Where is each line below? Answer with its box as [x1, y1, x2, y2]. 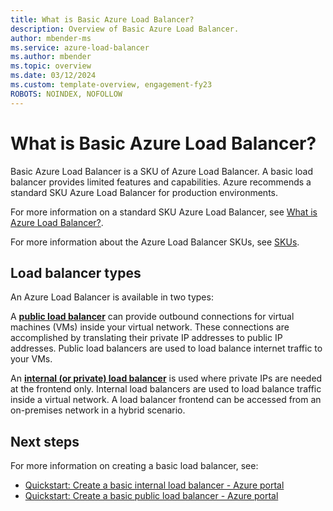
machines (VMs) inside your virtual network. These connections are [10, 321, 290, 333]
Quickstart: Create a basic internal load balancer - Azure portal [24, 479, 285, 491]
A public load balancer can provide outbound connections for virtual [10, 311, 295, 323]
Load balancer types [10, 264, 142, 281]
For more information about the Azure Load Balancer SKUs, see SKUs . [10, 236, 300, 248]
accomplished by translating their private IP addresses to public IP [10, 332, 283, 344]
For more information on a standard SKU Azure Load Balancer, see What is [10, 206, 318, 218]
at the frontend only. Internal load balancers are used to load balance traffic [10, 383, 322, 395]
